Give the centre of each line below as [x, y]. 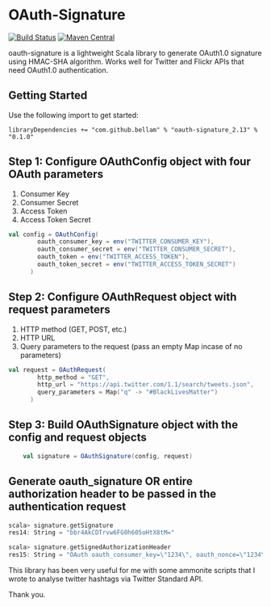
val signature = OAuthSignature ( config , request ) [108, 456]
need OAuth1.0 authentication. [58, 70]
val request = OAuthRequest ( [57, 369]
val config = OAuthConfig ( [54, 234]
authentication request [67, 507]
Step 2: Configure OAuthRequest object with [123, 297]
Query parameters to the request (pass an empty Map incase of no [131, 346]
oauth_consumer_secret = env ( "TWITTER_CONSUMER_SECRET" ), [137, 249]
